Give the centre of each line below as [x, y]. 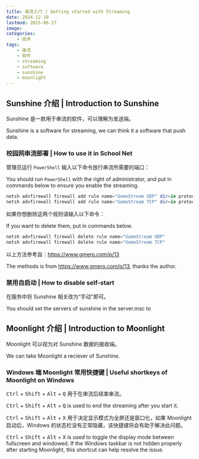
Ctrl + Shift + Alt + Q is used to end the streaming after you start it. [92, 406]
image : [14, 28]
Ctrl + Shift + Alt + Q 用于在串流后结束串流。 [65, 394]
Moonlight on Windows [40, 380]
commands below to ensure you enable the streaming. [73, 186]
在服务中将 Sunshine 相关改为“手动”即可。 [58, 297]
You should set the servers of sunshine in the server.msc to [78, 308]
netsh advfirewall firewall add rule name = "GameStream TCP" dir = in [91, 202]
